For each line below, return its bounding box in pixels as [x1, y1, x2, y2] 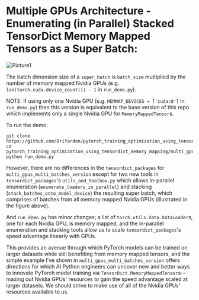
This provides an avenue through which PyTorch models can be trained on [6, 244, 188, 251]
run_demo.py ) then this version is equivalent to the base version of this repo [6, 103, 190, 110]
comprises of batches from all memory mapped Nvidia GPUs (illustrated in [6, 195, 188, 203]
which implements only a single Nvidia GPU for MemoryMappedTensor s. [6, 110, 174, 117]
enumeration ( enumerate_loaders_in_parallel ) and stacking [6, 183, 152, 190]
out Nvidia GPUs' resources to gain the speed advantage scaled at [25, 275, 188, 283]
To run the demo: [6, 121, 49, 128]
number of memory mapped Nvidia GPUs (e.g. [6, 79, 120, 87]
